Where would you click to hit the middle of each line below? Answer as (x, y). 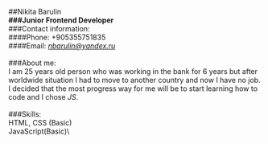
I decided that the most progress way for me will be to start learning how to (133, 88)
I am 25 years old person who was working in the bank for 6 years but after (133, 71)
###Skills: (25, 114)
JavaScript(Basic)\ (39, 131)
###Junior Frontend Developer (61, 20)
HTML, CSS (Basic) (40, 123)
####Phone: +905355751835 (57, 37)
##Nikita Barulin (35, 12)
